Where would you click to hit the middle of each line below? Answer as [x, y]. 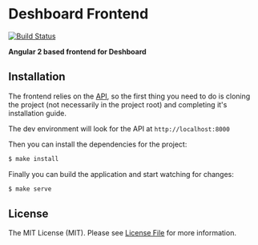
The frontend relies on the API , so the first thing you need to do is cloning [129, 96]
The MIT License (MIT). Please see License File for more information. [122, 233]
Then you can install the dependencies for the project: [98, 144]
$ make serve [30, 189]
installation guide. [37, 113]
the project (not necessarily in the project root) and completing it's [118, 104]
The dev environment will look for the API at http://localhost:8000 [119, 128]
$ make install [34, 159]
